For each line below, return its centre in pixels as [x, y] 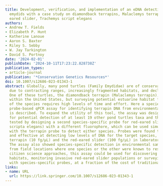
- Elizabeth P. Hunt [26, 32]
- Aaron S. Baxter [24, 41]
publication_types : [25, 68]
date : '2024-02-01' [25, 59]
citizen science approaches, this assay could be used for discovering [83, 154]
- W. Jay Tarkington [26, 50]
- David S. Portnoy [25, 54]
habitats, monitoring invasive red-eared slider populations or [76, 158]
